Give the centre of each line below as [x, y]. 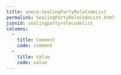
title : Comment [36, 40]
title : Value [34, 57]
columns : [17, 29]
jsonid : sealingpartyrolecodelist [50, 23]
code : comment [35, 46]
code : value [32, 62]
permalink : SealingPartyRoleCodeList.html [60, 18]
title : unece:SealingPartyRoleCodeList [57, 12]
